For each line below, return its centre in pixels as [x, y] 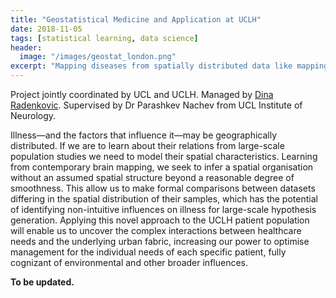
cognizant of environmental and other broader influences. [129, 262]
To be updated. [42, 282]
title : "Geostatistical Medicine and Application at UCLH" [136, 19]
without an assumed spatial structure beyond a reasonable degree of [152, 177]
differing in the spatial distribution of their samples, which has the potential [164, 199]
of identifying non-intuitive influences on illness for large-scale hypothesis [163, 209]
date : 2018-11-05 [46, 29]
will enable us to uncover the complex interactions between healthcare [156, 230]
